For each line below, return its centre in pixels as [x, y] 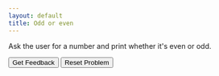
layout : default [35, 16]
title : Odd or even [41, 23]
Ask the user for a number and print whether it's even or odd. [110, 46]
